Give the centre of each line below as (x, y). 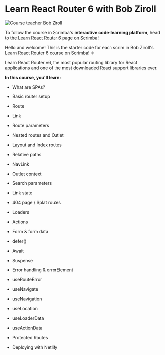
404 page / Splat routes (36, 202)
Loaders (21, 212)
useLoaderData (28, 318)
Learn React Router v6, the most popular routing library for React (71, 62)
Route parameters (31, 125)
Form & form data (30, 231)
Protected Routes (30, 337)
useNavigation (27, 299)
